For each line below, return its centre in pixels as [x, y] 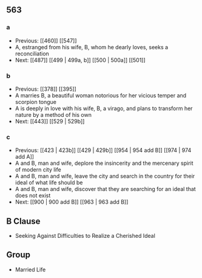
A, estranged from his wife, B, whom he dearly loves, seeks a [92, 47]
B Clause [23, 221]
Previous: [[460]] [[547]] [46, 40]
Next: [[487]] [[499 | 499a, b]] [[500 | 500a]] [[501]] [80, 60]
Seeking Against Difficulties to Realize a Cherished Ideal [85, 236]
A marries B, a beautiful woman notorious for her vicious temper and [101, 95]
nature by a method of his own [53, 114]
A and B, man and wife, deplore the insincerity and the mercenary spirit [104, 163]
